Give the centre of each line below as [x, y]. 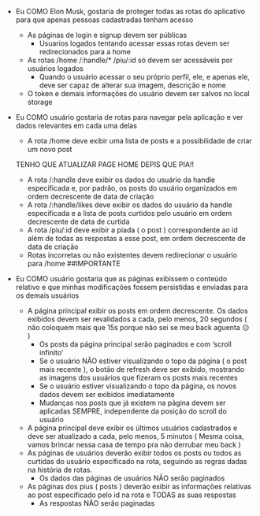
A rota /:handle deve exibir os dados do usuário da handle [121, 180]
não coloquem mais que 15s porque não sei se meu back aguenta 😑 [138, 327]
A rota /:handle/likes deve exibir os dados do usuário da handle [130, 205]
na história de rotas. [60, 470]
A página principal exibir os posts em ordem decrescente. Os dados [137, 311]
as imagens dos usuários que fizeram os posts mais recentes [138, 378]
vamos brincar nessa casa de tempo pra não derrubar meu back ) [134, 445]
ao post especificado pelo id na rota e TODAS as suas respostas [132, 495]
